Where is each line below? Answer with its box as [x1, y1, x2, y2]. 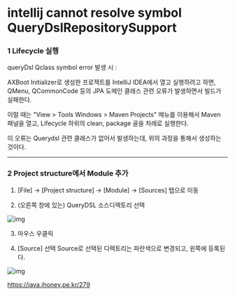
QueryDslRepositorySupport [7, 20, 177, 36]
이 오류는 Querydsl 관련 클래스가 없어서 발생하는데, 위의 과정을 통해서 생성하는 [7, 134, 222, 143]
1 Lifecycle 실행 [7, 46, 59, 56]
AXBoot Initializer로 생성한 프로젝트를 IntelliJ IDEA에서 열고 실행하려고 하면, [7, 78, 216, 87]
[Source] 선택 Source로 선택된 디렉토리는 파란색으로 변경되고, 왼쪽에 [17, 244, 207, 253]
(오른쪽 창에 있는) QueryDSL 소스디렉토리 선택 [17, 201, 145, 209]
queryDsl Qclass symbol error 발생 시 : [7, 63, 117, 71]
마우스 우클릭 [17, 229, 54, 237]
